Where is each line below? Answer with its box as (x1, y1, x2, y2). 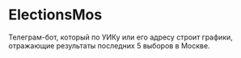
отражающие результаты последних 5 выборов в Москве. (8, 40, 210, 50)
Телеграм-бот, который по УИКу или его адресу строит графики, (8, 32, 233, 42)
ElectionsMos (8, 6, 103, 24)
